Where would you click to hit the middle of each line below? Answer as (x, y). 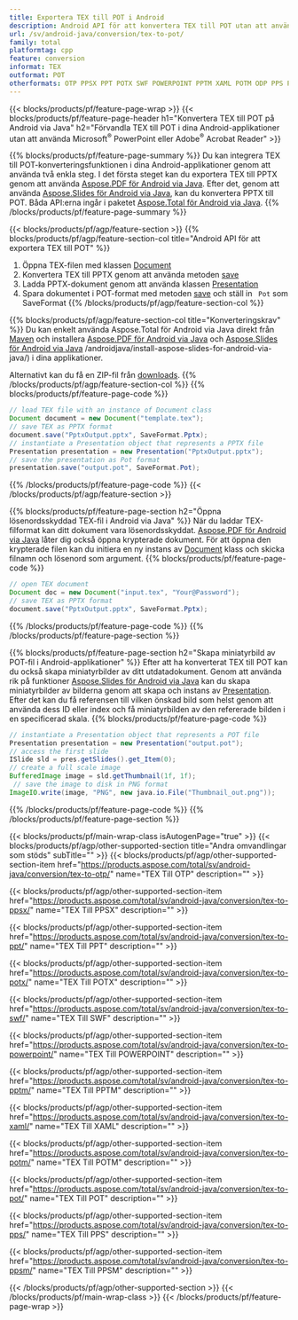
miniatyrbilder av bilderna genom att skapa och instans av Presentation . (141, 690)
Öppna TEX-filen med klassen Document (97, 265)
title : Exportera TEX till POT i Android (87, 17)
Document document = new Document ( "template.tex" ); (106, 419)
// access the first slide (59, 751)
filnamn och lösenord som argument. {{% (85, 559)
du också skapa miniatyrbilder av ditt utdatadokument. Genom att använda (145, 672)
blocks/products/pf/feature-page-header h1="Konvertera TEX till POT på (142, 118)
